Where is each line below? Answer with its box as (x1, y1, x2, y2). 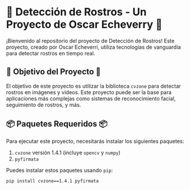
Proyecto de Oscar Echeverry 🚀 (6, 18, 163, 31)
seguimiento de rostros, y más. (6, 101, 81, 108)
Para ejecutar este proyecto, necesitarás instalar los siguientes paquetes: (6, 138, 185, 145)
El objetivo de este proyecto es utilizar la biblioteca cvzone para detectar (6, 82, 181, 89)
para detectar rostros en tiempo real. (6, 49, 96, 56)
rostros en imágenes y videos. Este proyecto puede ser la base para (6, 88, 172, 96)
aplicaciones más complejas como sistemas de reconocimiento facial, (6, 95, 176, 102)
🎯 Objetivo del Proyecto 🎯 (6, 67, 101, 77)
